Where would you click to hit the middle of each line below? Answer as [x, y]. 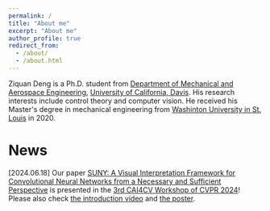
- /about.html [39, 61]
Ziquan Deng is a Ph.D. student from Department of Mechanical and [121, 83]
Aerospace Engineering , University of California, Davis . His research [122, 92]
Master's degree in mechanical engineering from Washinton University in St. [135, 109]
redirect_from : [34, 46]
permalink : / [30, 16]
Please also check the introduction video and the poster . [102, 198]
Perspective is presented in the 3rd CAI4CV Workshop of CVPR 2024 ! [124, 189]
